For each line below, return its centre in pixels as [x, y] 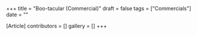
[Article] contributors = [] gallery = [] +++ [57, 26]
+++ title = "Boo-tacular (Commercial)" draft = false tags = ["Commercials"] [98, 8]
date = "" [17, 15]
